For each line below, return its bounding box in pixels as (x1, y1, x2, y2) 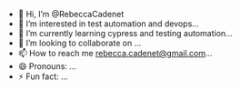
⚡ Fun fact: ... (17, 71, 68, 82)
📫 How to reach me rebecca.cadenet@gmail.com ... (17, 48, 213, 58)
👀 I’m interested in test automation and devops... (17, 18, 200, 29)
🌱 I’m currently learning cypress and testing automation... (17, 28, 234, 38)
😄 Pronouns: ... (17, 61, 77, 72)
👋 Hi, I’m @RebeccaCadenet (17, 9, 125, 19)
